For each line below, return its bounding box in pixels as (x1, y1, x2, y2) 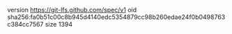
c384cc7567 (7, 20, 44, 28)
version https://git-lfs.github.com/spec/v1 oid (7, 6, 137, 14)
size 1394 (45, 20, 73, 28)
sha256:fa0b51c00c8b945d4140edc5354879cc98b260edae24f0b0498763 (7, 13, 226, 21)
